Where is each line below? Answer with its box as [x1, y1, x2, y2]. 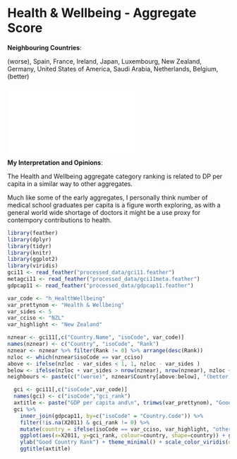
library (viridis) [7, 262, 59, 269]
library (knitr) [7, 249, 52, 256]
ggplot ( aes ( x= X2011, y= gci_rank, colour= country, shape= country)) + [20, 432, 226, 439]
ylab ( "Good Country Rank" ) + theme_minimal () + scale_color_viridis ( [20, 438, 229, 446]
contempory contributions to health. [7, 216, 112, 224]
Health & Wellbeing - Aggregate [7, 5, 197, 21]
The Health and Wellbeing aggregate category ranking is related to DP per [7, 172, 223, 180]
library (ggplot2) [7, 256, 59, 263]
